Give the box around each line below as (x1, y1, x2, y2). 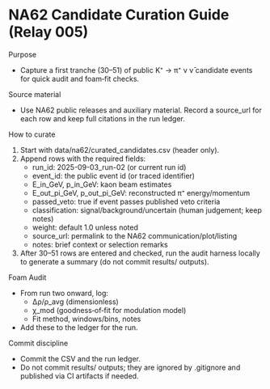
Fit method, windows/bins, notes (32, 314, 141, 323)
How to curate (8, 129, 56, 139)
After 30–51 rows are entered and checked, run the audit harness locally (19, 248, 260, 258)
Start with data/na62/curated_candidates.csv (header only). (19, 145, 220, 154)
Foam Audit (8, 273, 47, 282)
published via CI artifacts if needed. (19, 370, 139, 381)
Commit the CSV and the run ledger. (19, 353, 141, 363)
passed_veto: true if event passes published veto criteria (32, 197, 221, 206)
